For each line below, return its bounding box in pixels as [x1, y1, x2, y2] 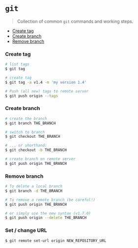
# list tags [5, 62, 29, 67]
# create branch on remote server [5, 156, 76, 161]
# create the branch [5, 116, 48, 121]
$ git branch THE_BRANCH [5, 121, 56, 125]
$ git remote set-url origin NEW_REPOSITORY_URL [5, 238, 107, 243]
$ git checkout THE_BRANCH [5, 134, 60, 139]
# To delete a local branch [5, 184, 63, 189]
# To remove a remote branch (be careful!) [5, 197, 96, 202]
